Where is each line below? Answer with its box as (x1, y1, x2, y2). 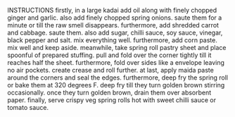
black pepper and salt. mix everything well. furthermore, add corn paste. (7, 36, 218, 44)
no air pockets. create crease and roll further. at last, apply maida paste (7, 66, 215, 74)
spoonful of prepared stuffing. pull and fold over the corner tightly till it (7, 51, 212, 59)
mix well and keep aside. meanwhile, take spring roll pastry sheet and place (7, 44, 227, 51)
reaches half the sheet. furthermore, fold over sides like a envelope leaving (7, 58, 225, 66)
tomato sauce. (7, 104, 49, 111)
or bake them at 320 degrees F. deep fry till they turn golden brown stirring (7, 81, 225, 89)
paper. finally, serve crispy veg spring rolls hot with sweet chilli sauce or (7, 96, 217, 104)
